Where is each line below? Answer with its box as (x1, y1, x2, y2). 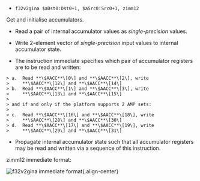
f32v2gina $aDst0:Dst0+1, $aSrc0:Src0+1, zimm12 (14, 5, 139, 11)
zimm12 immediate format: (6, 156, 72, 163)
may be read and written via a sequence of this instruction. (14, 144, 161, 152)
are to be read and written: (14, 64, 81, 71)
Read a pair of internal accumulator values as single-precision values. (14, 28, 187, 35)
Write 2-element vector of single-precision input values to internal (14, 40, 178, 46)
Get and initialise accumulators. (6, 16, 84, 23)
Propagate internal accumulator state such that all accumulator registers (14, 138, 194, 145)
